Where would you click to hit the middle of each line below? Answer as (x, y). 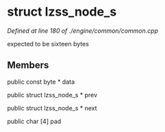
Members (28, 65)
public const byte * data (41, 82)
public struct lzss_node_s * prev (52, 95)
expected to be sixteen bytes (48, 44)
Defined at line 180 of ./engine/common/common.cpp (83, 31)
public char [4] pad (34, 121)
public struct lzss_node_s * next (52, 108)
